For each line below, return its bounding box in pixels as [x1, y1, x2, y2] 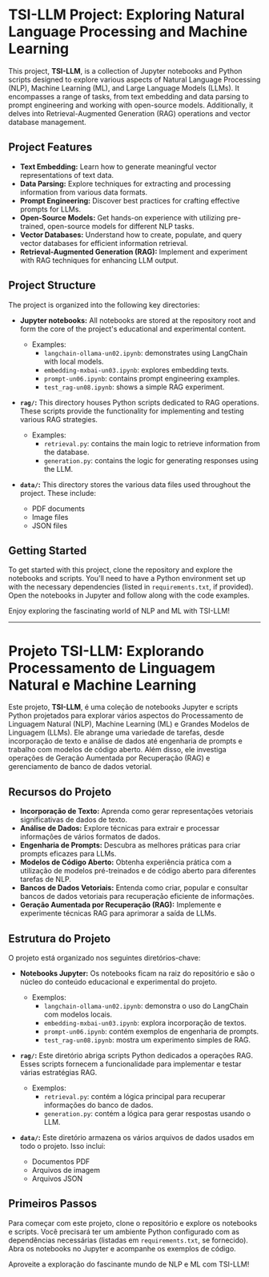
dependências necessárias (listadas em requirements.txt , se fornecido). [8, 1235, 248, 1245]
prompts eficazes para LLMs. [19, 849, 117, 859]
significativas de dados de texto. [19, 815, 128, 824]
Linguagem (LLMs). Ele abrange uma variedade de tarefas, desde [8, 727, 225, 738]
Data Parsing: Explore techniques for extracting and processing [19, 179, 231, 188]
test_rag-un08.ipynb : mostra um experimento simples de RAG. [43, 1035, 251, 1045]
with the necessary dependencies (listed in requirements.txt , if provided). [8, 582, 254, 592]
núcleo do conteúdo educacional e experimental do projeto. [19, 977, 218, 986]
